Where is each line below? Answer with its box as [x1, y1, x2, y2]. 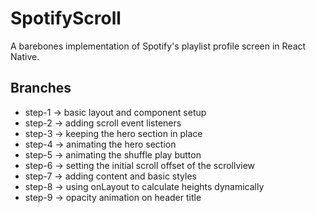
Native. [10, 50, 40, 62]
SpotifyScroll [10, 7, 122, 30]
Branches [10, 80, 72, 97]
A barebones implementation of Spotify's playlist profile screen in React [10, 40, 307, 52]
